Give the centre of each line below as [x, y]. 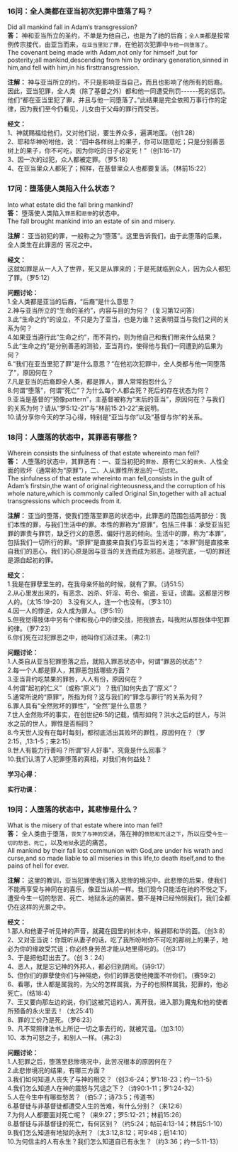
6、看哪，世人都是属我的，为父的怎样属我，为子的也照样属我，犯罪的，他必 [118, 984]
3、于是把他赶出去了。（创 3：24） [58, 958]
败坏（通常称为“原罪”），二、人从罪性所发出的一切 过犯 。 [101, 470]
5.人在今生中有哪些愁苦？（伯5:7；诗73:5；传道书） [83, 1097]
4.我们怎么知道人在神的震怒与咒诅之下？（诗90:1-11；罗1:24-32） [103, 1088]
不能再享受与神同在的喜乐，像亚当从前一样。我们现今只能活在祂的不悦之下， [119, 889]
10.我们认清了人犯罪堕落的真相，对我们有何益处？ [80, 759]
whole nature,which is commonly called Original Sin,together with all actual [117, 493]
